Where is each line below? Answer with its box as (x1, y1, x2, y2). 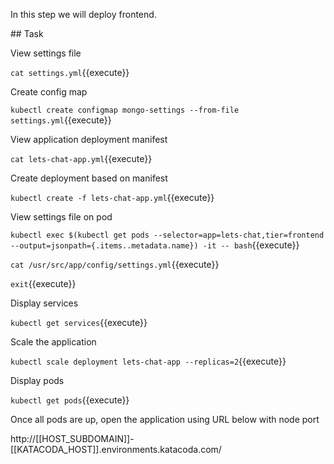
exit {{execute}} (10, 278, 77, 289)
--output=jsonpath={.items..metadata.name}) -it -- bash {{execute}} (10, 239, 300, 251)
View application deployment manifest (10, 134, 168, 145)
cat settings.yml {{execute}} (10, 67, 130, 78)
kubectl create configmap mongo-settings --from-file (10, 105, 240, 115)
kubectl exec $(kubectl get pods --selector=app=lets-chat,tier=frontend (10, 230, 325, 240)
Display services (10, 297, 79, 309)
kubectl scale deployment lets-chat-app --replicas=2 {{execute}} (10, 355, 287, 367)
